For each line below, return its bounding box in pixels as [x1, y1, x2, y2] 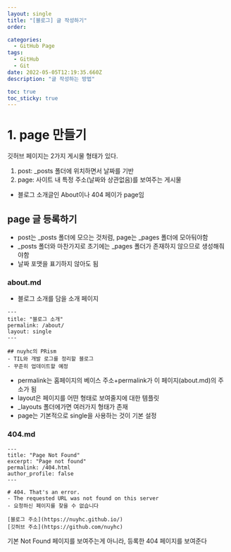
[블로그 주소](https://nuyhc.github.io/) [7, 515, 123, 523]
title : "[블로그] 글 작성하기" [7, 17, 87, 24]
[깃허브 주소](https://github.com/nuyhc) [7, 523, 123, 530]
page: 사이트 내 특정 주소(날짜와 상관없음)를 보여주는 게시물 [17, 175, 182, 184]
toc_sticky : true [7, 94, 58, 102]
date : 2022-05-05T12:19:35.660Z [7, 68, 102, 76]
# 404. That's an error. [7, 489, 80, 496]
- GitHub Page [13, 43, 55, 50]
